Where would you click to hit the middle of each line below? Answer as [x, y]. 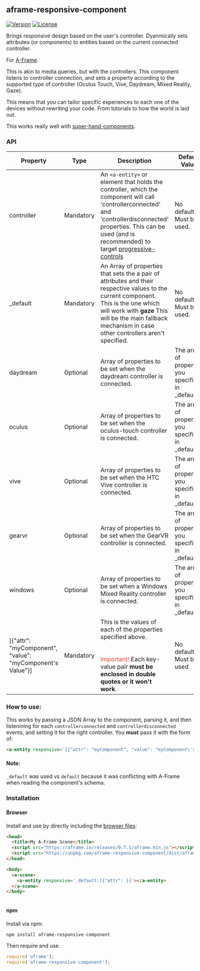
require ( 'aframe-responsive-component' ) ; [58, 962]
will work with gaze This [134, 311]
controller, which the [129, 189]
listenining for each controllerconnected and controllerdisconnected [91, 726]
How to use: [24, 707]
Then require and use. [33, 946]
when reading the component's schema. [56, 783]
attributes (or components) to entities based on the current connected [92, 42]
